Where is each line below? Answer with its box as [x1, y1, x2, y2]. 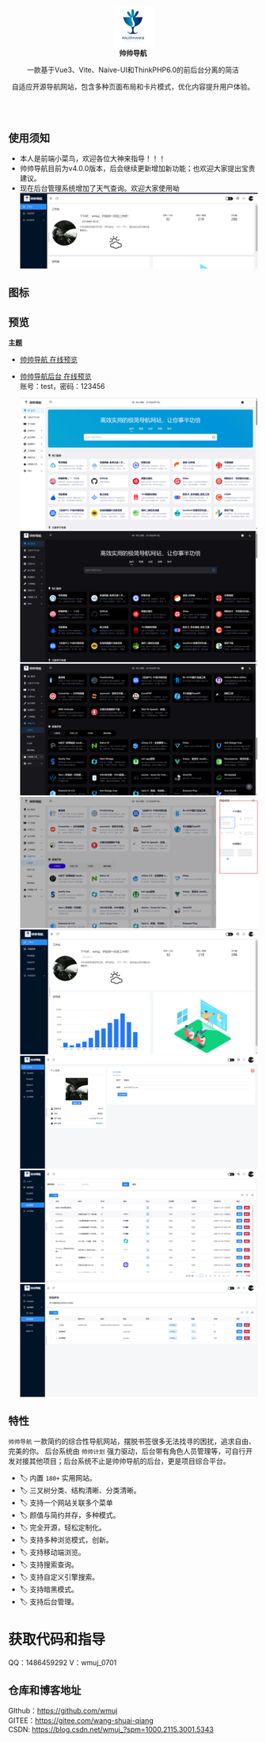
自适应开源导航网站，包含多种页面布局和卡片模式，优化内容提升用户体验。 [11, 82, 255, 92]
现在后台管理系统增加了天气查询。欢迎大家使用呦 [19, 184, 180, 193]
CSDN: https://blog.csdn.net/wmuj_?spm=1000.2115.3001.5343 [8, 1725, 214, 1734]
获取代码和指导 [8, 1630, 106, 1649]
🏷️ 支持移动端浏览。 [19, 1548, 85, 1557]
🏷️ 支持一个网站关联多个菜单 [19, 1498, 113, 1508]
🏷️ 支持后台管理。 [19, 1597, 79, 1607]
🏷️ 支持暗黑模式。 [19, 1584, 79, 1595]
